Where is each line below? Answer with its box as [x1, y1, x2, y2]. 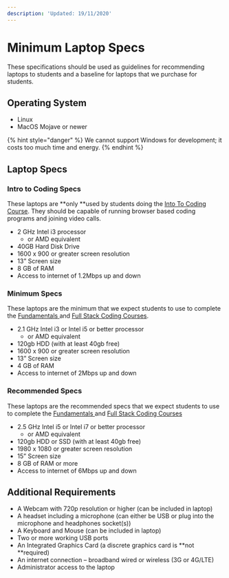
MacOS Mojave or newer [17, 123, 88, 131]
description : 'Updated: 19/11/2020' [7, 10, 112, 17]
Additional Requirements [7, 486, 116, 498]
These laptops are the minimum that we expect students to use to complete [7, 305, 221, 313]
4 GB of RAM [17, 362, 55, 370]
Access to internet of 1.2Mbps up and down [17, 271, 141, 280]
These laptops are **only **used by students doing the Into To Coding [7, 200, 206, 208]
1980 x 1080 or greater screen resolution [17, 444, 133, 453]
